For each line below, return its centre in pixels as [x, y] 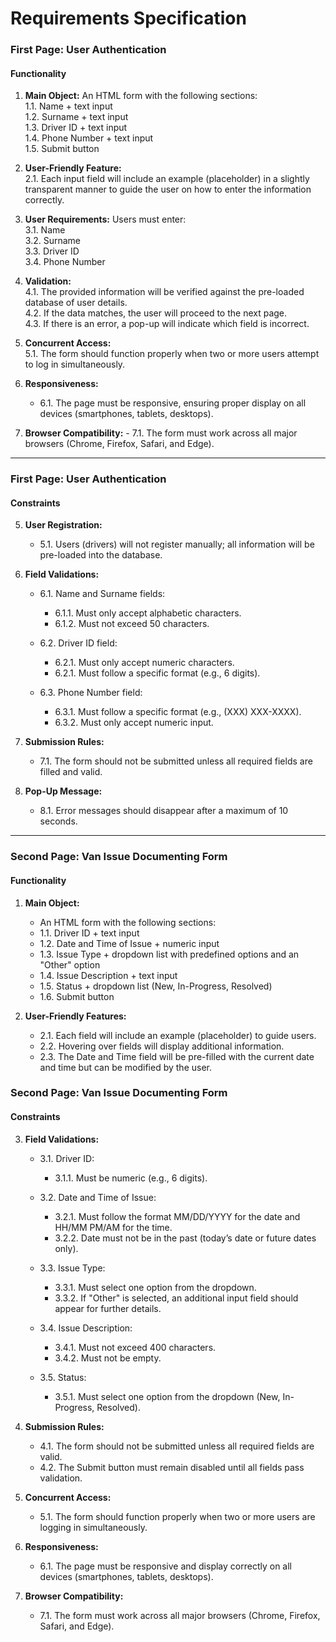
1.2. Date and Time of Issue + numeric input [129, 943]
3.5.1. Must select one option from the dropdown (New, [167, 1396]
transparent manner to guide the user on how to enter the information [168, 189]
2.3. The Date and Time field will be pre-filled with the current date [177, 1056]
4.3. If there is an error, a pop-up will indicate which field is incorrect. [167, 324]
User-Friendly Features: [75, 1016]
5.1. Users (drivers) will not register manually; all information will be [177, 544]
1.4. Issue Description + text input [108, 975]
